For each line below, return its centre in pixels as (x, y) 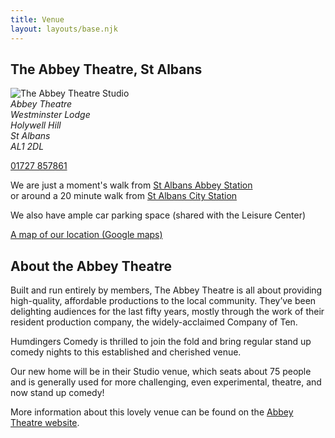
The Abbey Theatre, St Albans (106, 69)
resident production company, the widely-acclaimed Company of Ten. (154, 322)
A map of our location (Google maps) (86, 235)
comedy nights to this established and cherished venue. (126, 352)
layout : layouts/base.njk (64, 29)
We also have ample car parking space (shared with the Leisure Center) (158, 215)
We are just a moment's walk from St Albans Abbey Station (131, 185)
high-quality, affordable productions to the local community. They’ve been (163, 301)
